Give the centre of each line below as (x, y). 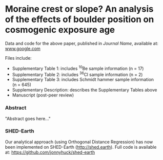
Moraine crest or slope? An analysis (79, 9)
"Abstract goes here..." (28, 118)
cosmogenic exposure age (60, 30)
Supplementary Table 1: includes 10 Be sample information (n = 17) (78, 68)
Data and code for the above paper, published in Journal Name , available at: (82, 43)
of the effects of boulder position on (80, 19)
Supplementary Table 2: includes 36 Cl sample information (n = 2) (77, 74)
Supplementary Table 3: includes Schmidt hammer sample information (83, 80)
